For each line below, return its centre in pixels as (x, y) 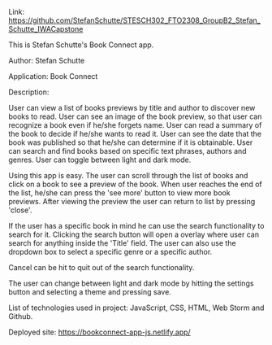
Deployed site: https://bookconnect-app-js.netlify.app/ (99, 332)
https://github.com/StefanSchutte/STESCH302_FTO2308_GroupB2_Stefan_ (135, 20)
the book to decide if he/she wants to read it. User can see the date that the (135, 134)
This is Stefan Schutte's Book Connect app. (81, 45)
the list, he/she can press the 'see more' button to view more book (119, 193)
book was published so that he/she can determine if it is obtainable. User (131, 142)
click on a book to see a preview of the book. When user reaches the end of (135, 184)
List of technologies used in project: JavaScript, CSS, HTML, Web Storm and (136, 308)
